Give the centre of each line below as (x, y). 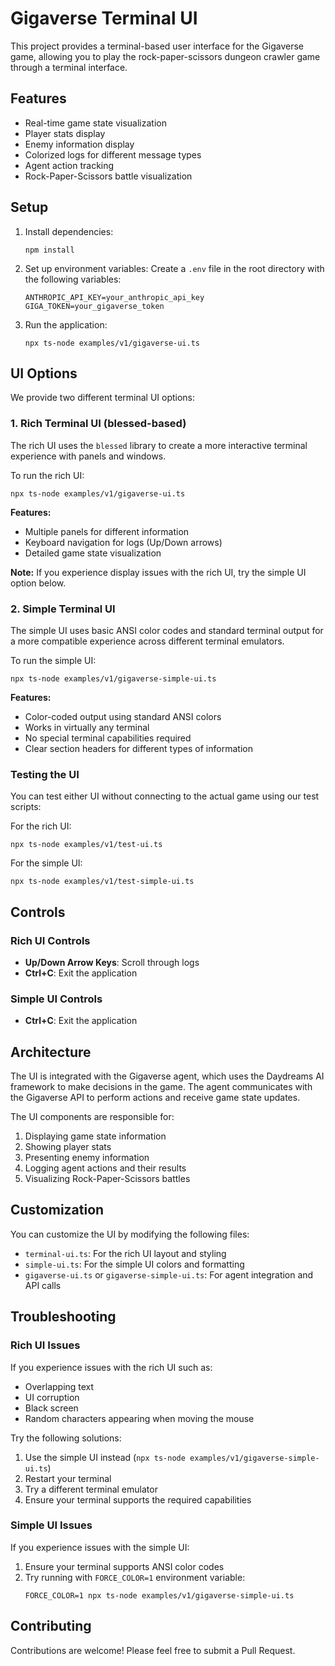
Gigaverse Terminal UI (104, 18)
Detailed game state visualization (93, 553)
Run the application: (66, 324)
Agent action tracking (69, 165)
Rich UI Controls (50, 940)
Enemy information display (79, 144)
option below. (38, 583)
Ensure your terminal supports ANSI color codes (124, 1566)
